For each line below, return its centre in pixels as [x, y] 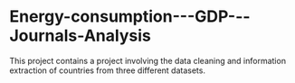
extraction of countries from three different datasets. [108, 70]
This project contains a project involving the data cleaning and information [148, 60]
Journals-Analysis [80, 36]
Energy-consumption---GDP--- [130, 17]
